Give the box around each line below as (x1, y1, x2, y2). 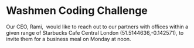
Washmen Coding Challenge (6, 4, 148, 17)
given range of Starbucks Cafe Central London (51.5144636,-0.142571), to (6, 29, 184, 36)
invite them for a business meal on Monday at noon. (6, 35, 131, 42)
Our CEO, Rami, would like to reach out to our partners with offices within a (6, 23, 189, 30)
